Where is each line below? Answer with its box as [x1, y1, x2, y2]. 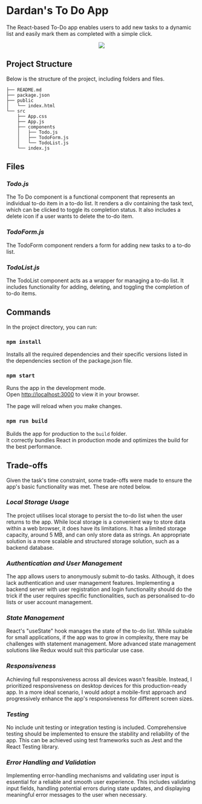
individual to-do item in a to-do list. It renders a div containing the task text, [6, 200, 194, 207]
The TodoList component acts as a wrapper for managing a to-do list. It [6, 277, 184, 285]
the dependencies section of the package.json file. [6, 357, 133, 364]
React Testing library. [6, 743, 59, 751]
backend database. [6, 544, 54, 551]
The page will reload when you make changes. [6, 403, 123, 410]
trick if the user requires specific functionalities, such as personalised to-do [6, 592, 195, 599]
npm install [6, 338, 42, 345]
